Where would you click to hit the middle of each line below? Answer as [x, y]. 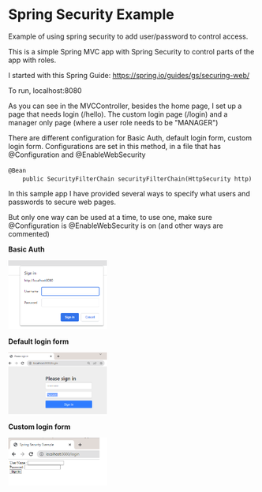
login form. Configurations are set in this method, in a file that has [114, 146]
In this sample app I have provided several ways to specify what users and [129, 193]
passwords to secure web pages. [62, 202]
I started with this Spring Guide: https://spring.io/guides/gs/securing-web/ [129, 75]
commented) [29, 233]
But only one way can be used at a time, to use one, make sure [110, 217]
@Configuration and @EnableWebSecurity [77, 155]
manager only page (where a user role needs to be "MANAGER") [113, 122]
